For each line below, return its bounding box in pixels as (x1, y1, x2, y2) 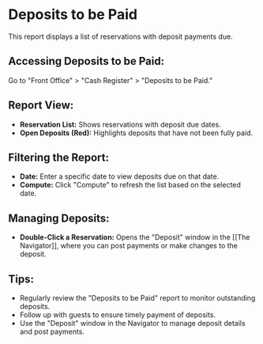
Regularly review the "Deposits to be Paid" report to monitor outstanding (19, 293, 256, 302)
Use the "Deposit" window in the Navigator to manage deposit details (19, 319, 246, 327)
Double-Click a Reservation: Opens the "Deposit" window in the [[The (19, 232, 250, 242)
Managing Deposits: (8, 211, 110, 225)
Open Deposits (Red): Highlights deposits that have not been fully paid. (19, 128, 253, 138)
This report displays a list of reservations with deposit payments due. (8, 32, 233, 41)
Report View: (8, 99, 74, 112)
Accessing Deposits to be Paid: (8, 55, 164, 68)
